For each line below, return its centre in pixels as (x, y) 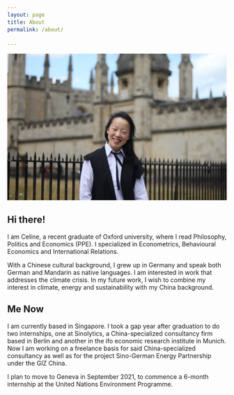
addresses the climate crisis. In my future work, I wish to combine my (107, 280)
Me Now (25, 310)
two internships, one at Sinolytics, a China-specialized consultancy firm (110, 333)
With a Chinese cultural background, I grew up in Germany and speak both (114, 264)
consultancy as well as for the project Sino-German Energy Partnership (109, 355)
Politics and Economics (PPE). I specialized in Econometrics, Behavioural (111, 244)
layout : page (26, 15)
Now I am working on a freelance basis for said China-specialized (102, 348)
